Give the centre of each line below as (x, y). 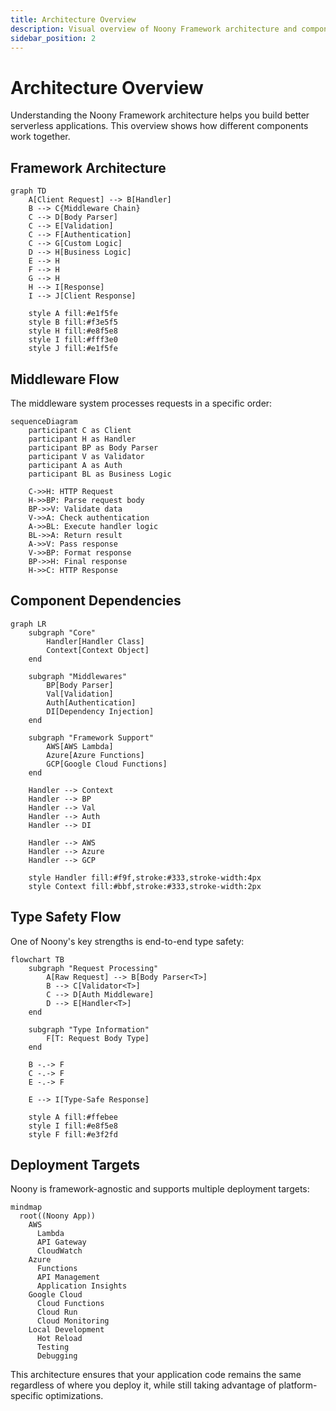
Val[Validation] (80, 694)
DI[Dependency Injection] (100, 711)
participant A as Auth (75, 465)
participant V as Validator (86, 456)
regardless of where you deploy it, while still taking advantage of (143, 1385)
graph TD (28, 191)
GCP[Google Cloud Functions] (107, 764)
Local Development (66, 1330)
